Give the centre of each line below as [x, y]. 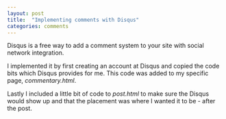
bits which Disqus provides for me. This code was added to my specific [108, 73]
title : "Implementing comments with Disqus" [73, 20]
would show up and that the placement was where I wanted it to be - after [111, 101]
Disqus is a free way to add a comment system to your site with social [105, 46]
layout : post [26, 13]
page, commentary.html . [42, 81]
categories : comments [38, 26]
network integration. [36, 53]
